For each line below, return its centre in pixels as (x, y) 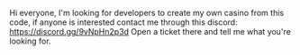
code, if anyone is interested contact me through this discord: (123, 22)
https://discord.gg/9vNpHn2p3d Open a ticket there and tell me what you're (150, 31)
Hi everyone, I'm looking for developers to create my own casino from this (147, 13)
